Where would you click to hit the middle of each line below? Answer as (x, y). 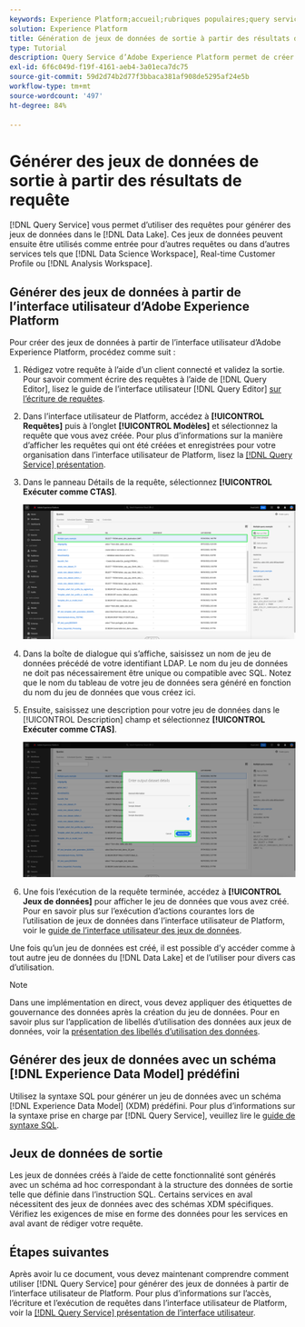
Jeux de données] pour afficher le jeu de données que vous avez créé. (156, 901)
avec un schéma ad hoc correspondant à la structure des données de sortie (151, 1185)
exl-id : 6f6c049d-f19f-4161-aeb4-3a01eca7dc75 (99, 67)
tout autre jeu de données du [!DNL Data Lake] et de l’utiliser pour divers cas (152, 957)
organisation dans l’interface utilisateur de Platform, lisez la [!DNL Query (157, 455)
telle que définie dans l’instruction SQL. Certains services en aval (131, 1194)
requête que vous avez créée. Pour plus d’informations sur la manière (152, 435)
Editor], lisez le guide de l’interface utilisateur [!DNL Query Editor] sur (152, 389)
